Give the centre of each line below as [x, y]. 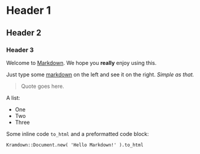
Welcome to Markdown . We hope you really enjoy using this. [82, 63]
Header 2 [24, 33]
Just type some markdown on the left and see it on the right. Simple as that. [100, 74]
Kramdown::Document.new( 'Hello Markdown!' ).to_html [75, 145]
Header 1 [29, 11]
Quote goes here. [42, 86]
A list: [13, 97]
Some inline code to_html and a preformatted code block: [77, 134]
